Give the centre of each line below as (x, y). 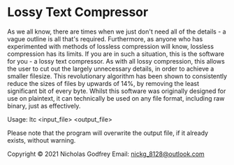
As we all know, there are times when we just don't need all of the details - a (117, 31)
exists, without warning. (42, 140)
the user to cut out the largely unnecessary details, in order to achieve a (111, 69)
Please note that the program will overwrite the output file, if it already (108, 133)
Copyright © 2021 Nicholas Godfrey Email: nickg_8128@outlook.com (106, 154)
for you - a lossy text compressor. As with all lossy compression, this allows (116, 61)
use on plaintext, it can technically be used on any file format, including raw (116, 98)
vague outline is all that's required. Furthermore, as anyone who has (105, 38)
